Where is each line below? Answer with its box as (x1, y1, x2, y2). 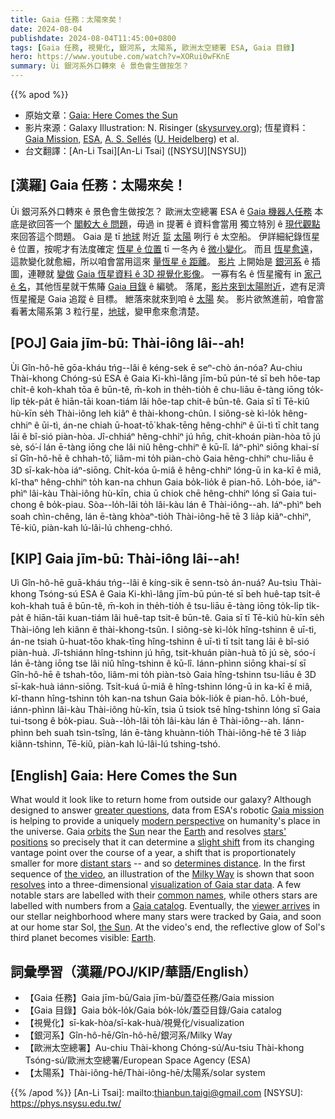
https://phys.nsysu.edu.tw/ (10, 1097, 122, 1110)
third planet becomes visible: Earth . (10, 932, 157, 944)
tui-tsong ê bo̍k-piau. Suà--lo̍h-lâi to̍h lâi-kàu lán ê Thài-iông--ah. (10, 715, 281, 727)
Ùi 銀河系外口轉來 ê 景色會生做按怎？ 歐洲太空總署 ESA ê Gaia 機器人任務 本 (10, 205, 324, 217)
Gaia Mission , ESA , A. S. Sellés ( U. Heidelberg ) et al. (24, 133, 240, 145)
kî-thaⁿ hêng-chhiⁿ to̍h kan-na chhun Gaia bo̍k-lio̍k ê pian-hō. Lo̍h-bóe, (10, 476, 304, 488)
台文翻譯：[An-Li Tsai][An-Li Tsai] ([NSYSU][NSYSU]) (24, 145, 248, 156)
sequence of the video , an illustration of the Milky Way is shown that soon (10, 868, 315, 880)
